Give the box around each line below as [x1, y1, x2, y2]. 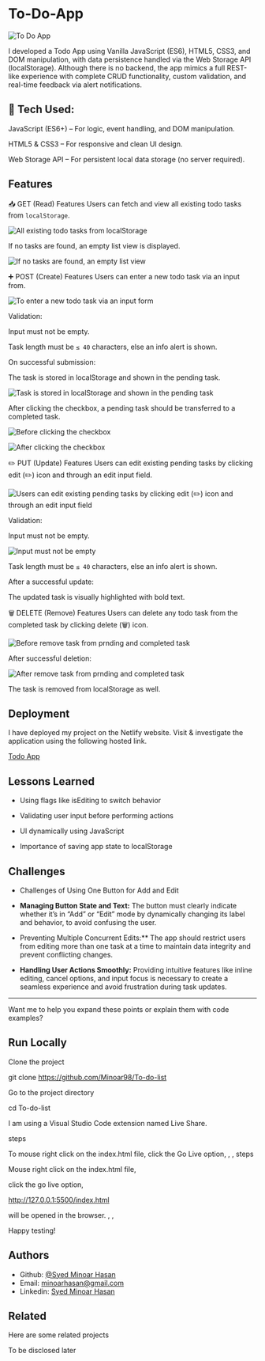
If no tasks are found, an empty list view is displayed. [8, 241, 181, 250]
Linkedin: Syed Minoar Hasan [19, 1287, 116, 1296]
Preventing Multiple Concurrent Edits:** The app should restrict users [19, 933, 246, 942]
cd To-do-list [8, 1103, 51, 1113]
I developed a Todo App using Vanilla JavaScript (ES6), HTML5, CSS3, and [8, 46, 251, 55]
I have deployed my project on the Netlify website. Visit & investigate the [8, 728, 244, 737]
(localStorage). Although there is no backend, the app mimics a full [8, 63, 226, 72]
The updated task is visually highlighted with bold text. [8, 592, 185, 601]
